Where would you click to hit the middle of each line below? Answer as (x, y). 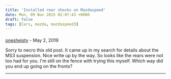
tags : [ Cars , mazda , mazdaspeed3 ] (42, 24)
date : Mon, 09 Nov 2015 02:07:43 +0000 (48, 15)
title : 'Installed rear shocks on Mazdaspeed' (55, 10)
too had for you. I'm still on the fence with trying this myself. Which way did (84, 61)
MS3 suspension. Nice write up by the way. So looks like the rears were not (84, 55)
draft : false (19, 19)
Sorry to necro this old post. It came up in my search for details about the (82, 50)
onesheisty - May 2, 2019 (32, 40)
